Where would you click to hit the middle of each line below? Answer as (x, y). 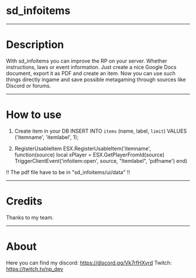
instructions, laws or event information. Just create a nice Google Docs (91, 67)
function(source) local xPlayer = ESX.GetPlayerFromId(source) (90, 154)
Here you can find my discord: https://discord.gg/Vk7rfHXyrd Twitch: (89, 263)
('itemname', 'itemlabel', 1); (46, 137)
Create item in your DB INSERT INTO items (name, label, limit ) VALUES (101, 131)
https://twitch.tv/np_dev (35, 269)
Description (35, 45)
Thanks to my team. (30, 217)
